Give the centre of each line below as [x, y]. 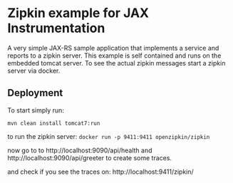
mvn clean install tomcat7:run [54, 123]
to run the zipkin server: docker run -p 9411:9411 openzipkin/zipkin [109, 136]
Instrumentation [56, 28]
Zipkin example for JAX [78, 13]
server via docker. [34, 70]
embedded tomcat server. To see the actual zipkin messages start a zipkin [116, 63]
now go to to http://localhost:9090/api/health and [80, 150]
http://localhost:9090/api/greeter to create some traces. [90, 157]
